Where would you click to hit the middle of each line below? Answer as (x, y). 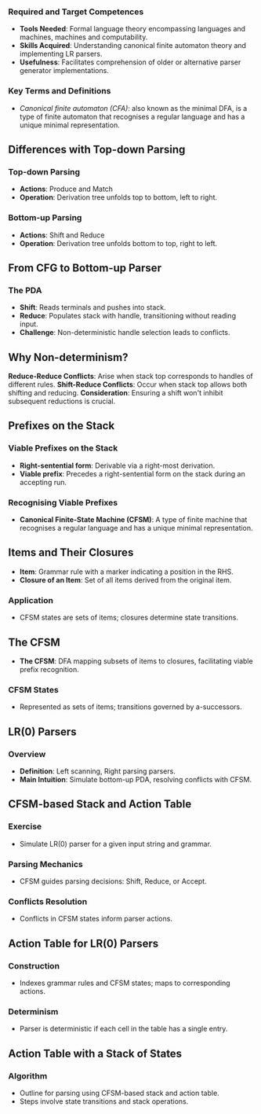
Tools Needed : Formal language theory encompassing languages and (132, 29)
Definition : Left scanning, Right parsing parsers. (98, 771)
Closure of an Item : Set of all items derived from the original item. (125, 579)
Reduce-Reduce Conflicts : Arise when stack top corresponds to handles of (130, 377)
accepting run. (43, 482)
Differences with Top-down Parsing (97, 149)
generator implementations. (64, 71)
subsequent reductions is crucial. (62, 401)
